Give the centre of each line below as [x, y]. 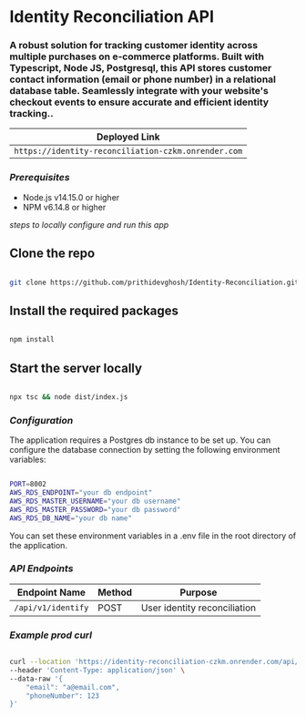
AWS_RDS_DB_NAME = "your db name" [71, 518]
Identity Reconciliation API [112, 17]
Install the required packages [94, 310]
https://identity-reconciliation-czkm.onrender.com [128, 151]
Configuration [41, 420]
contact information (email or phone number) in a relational [143, 79]
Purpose [199, 592]
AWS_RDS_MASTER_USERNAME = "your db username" [95, 501]
